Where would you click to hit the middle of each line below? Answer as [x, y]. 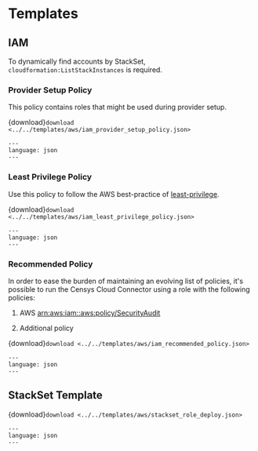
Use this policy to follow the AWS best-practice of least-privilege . [114, 194]
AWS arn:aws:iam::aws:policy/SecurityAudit [90, 313]
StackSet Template [56, 396]
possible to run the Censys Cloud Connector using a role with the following [129, 289]
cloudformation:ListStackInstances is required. [85, 70]
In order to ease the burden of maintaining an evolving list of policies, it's [126, 281]
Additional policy [47, 328]
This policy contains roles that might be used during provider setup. [118, 107]
